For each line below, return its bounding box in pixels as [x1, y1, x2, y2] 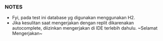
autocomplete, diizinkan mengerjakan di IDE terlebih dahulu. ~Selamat [12, 25, 158, 31]
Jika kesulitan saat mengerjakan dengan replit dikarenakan [12, 20, 134, 26]
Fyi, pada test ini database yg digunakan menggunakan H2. [12, 15, 135, 21]
